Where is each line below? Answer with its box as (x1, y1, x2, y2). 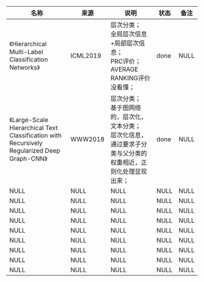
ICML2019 (70, 52, 101, 60)
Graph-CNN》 (9, 154, 47, 163)
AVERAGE (110, 65, 138, 74)
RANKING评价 (110, 74, 151, 82)
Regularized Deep (9, 146, 61, 154)
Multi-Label (9, 48, 44, 56)
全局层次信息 (110, 30, 148, 38)
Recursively (9, 139, 43, 147)
